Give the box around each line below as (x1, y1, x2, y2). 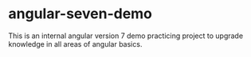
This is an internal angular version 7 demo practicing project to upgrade (8, 31, 244, 40)
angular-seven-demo (8, 5, 153, 23)
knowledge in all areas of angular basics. (8, 39, 143, 48)
